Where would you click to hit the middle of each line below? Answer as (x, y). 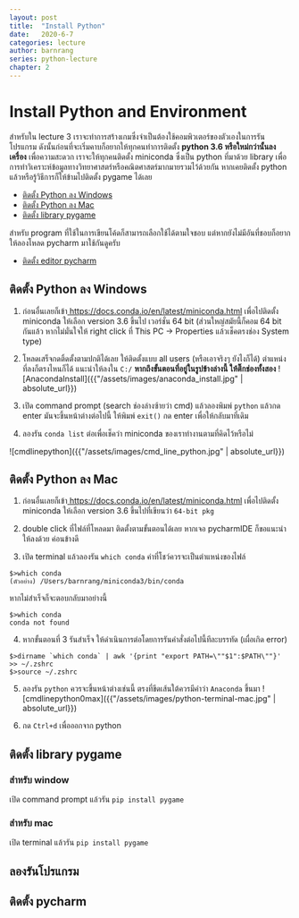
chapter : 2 (29, 68)
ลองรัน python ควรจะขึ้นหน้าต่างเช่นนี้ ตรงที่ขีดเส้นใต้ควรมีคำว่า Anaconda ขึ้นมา (141, 689)
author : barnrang (42, 51)
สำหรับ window (39, 779)
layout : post (33, 17)
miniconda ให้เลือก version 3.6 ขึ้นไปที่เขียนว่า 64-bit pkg (118, 511)
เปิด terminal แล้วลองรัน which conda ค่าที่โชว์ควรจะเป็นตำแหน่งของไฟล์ (134, 557)
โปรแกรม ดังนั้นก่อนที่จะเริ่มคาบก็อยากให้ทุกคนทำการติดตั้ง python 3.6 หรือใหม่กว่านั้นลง (143, 146)
